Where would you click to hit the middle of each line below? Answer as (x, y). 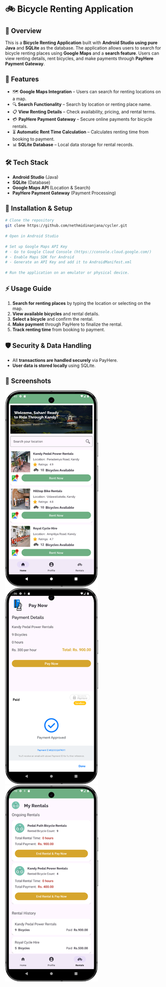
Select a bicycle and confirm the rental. (53, 319)
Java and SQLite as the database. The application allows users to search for (83, 48)
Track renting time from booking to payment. (59, 329)
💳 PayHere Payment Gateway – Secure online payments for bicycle (82, 119)
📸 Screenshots (28, 381)
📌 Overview (23, 30)
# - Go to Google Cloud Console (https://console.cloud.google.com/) (79, 252)
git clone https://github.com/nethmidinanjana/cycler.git (66, 226)
